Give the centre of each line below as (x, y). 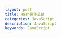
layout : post (19, 10)
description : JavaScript (31, 23)
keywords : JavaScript (28, 28)
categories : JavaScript (30, 19)
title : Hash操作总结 (25, 14)
